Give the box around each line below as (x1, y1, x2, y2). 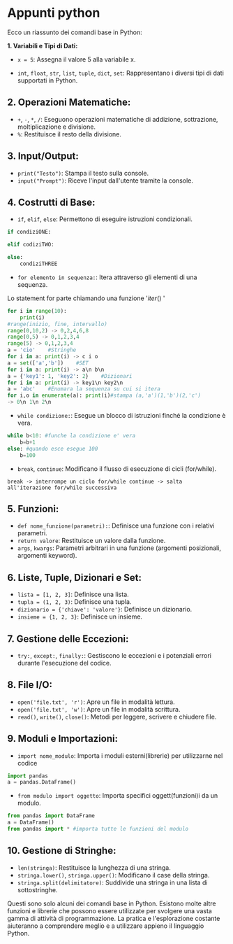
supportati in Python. (17, 76, 78, 85)
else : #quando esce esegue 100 (7, 445, 98, 452)
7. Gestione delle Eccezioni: (7, 633, 129, 644)
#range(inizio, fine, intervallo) (7, 320, 108, 327)
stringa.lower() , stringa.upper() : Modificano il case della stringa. (17, 871, 210, 879)
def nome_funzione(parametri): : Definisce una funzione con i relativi (17, 521, 215, 530)
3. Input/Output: (7, 150, 79, 162)
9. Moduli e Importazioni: (7, 733, 119, 745)
